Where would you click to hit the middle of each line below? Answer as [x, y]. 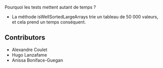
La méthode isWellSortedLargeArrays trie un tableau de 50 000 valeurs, [85, 17]
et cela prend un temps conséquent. [49, 22]
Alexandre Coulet [29, 50]
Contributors [25, 37]
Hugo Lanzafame [29, 55]
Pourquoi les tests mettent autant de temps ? [50, 7]
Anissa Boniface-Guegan [37, 60]
